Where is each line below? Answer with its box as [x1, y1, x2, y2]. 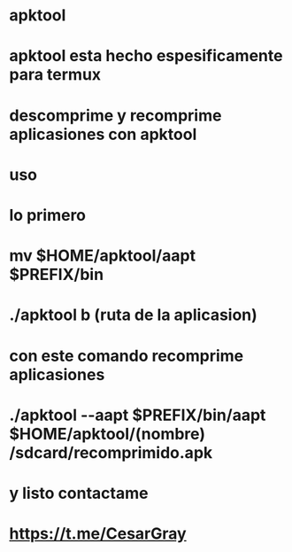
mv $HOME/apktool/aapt [9, 245, 196, 266]
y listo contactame [9, 483, 149, 503]
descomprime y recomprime [9, 105, 222, 125]
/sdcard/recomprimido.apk [9, 442, 213, 463]
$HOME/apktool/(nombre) [9, 424, 206, 444]
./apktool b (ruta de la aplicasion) [9, 305, 258, 325]
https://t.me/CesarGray [9, 524, 188, 544]
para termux [9, 65, 102, 85]
